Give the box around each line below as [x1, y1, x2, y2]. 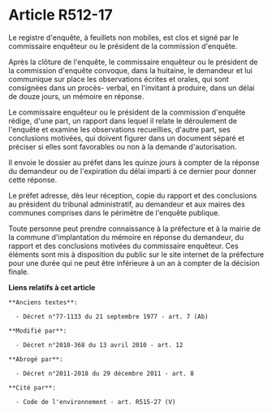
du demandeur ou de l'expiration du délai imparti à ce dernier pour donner [8, 166, 257, 176]
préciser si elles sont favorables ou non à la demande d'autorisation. [8, 141, 237, 151]
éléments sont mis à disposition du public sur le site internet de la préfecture [8, 250, 265, 259]
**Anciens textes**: [8, 298, 79, 306]
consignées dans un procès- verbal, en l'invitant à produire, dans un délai [8, 83, 255, 93]
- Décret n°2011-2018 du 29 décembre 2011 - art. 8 [15, 369, 195, 377]
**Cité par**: [8, 384, 57, 392]
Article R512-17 [8, 6, 114, 24]
